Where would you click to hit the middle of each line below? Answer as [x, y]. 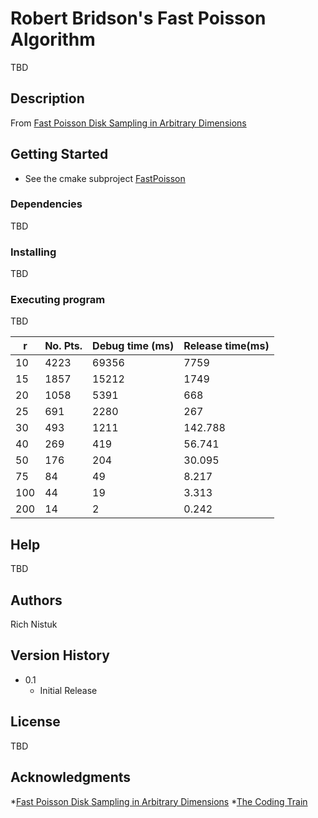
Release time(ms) [226, 346]
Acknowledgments [71, 777]
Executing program [58, 300]
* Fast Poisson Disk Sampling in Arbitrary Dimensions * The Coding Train [159, 801]
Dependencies [46, 204]
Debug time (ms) [133, 346]
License [35, 722]
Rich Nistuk [34, 624]
